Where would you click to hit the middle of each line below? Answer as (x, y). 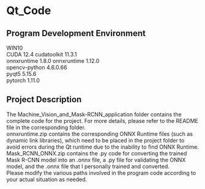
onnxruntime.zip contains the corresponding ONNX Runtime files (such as (99, 134)
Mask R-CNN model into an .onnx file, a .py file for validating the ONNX (96, 160)
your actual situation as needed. (47, 179)
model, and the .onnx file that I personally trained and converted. (88, 166)
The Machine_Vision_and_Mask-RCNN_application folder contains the (94, 114)
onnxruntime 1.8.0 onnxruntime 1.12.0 (53, 61)
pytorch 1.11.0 (23, 80)
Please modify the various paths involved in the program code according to (101, 172)
